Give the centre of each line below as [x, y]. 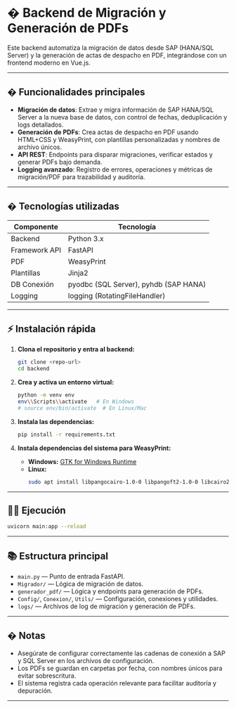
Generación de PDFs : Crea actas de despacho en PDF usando [108, 132]
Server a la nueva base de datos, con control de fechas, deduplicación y [122, 117]
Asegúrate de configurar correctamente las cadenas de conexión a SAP [122, 653]
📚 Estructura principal [58, 556]
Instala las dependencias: [56, 421]
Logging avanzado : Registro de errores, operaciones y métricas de [115, 169]
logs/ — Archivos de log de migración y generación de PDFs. [106, 606]
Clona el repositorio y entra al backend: [76, 349]
